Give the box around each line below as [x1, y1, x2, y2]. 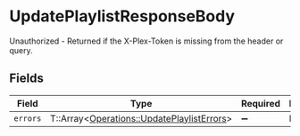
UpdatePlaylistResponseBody [9, 6, 235, 27]
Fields [9, 71, 45, 86]
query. [9, 44, 33, 55]
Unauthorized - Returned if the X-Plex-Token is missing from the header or [9, 36, 284, 46]
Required [240, 97, 281, 109]
